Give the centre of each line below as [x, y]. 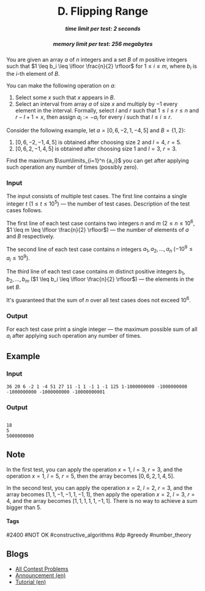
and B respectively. [31, 236]
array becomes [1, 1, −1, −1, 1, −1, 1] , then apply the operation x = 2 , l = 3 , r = [101, 494]
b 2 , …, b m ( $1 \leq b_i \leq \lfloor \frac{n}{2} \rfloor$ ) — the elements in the [100, 280]
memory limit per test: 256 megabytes [103, 44]
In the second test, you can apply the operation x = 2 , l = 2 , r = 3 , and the [99, 488]
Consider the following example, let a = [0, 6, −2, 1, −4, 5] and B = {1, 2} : [96, 130]
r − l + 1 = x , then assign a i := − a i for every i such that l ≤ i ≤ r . [94, 118]
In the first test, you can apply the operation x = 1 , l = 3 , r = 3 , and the [94, 469]
